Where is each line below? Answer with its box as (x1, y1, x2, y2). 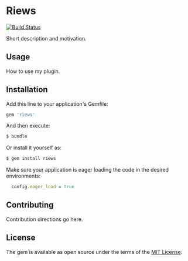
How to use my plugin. (6, 68, 60, 75)
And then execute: (6, 122, 50, 129)
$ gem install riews (6, 156, 57, 162)
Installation (6, 85, 48, 95)
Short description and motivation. (6, 35, 87, 42)
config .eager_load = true (11, 184, 75, 190)
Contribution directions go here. (6, 216, 83, 223)
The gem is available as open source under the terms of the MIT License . (6, 248, 183, 255)
